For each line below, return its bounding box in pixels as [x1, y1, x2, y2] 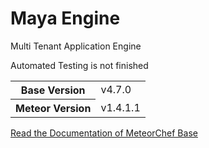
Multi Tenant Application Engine [10, 40, 142, 52]
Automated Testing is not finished [10, 59, 149, 71]
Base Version [20, 83, 86, 97]
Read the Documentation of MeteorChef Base [10, 127, 198, 139]
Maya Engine [10, 7, 121, 30]
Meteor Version [15, 101, 92, 115]
